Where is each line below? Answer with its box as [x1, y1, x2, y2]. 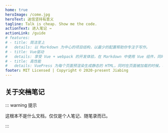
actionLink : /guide [5, 31, 46, 36]
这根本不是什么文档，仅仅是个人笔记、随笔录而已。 [5, 112, 110, 118]
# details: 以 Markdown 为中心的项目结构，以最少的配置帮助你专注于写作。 [5, 45, 150, 50]
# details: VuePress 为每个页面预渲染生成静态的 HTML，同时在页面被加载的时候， [5, 63, 162, 68]
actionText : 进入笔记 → [5, 26, 51, 31]
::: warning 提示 [5, 102, 37, 108]
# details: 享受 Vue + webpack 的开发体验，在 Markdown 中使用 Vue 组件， [5, 54, 157, 59]
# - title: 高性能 [5, 59, 41, 64]
